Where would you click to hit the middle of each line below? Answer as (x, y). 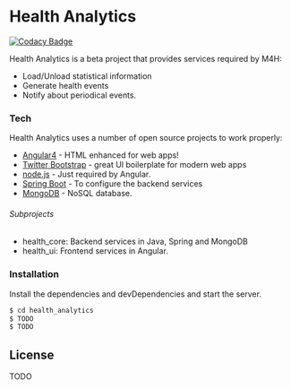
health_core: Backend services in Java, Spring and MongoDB (135, 242)
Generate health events (65, 85)
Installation (34, 274)
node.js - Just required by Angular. (86, 174)
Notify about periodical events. (79, 95)
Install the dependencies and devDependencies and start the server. (136, 294)
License (32, 354)
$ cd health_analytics (51, 310)
